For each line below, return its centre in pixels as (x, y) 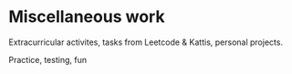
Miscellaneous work (87, 17)
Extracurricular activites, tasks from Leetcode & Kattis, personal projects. (146, 42)
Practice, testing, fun (48, 59)
